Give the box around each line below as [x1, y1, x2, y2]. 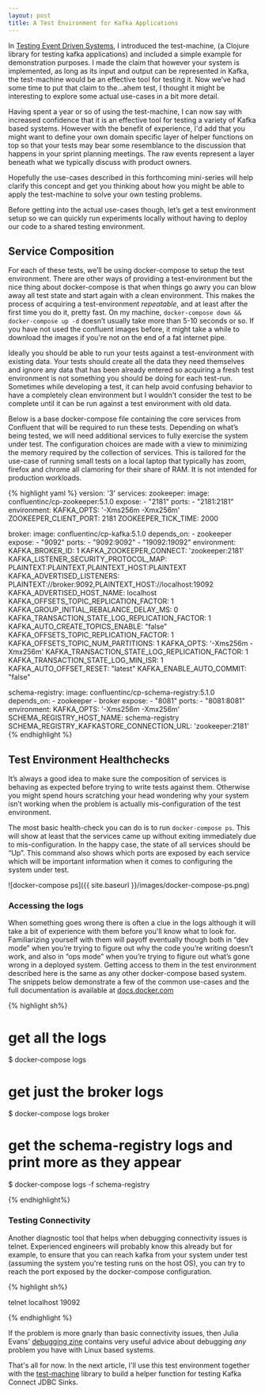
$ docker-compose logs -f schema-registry [8, 1180, 150, 1189]
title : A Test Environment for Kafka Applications [8, 19, 179, 27]
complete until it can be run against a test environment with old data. [8, 399, 232, 408]
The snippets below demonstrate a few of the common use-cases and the [8, 977, 250, 987]
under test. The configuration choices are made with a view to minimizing [8, 439, 248, 449]
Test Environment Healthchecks [8, 752, 170, 766]
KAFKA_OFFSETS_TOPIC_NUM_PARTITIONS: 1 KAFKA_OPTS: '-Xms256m [8, 639, 248, 649]
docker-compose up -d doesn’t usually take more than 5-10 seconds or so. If [8, 316, 255, 326]
